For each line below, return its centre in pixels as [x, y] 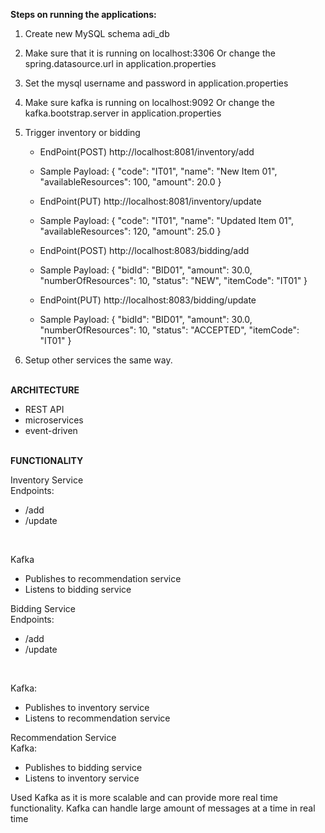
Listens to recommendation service [97, 718]
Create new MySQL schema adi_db [97, 33]
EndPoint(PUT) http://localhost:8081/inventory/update [150, 201]
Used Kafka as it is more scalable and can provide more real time [144, 797]
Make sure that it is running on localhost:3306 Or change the [150, 53]
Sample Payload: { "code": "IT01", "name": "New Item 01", [158, 171]
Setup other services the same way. [98, 360]
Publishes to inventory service [87, 707]
